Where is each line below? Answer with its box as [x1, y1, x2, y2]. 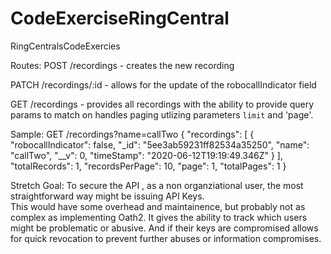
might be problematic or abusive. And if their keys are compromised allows [10, 222, 319, 234]
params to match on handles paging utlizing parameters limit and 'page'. [10, 108, 314, 121]
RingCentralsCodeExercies [10, 40, 121, 52]
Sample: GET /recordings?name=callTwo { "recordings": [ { [10, 128, 255, 140]
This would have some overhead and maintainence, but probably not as [10, 200, 306, 212]
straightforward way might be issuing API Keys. [10, 190, 205, 202]
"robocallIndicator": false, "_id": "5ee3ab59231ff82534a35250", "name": [10, 138, 310, 151]
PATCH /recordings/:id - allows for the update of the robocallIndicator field [10, 78, 317, 91]
